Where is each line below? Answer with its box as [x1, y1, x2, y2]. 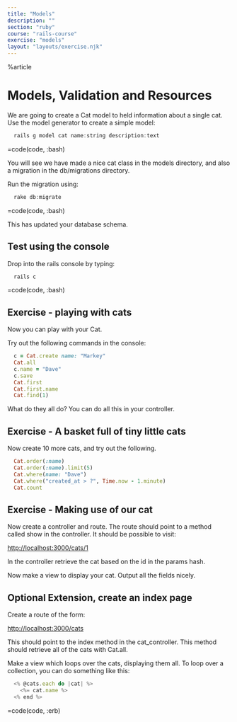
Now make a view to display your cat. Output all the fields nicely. [7, 571, 196, 580]
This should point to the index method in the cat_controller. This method [7, 638, 217, 646]
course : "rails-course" [7, 30, 78, 38]
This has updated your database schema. [7, 220, 129, 229]
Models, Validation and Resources [7, 88, 212, 103]
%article [7, 63, 32, 71]
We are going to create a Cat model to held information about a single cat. [7, 110, 223, 119]
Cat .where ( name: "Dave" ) [13, 471, 87, 478]
